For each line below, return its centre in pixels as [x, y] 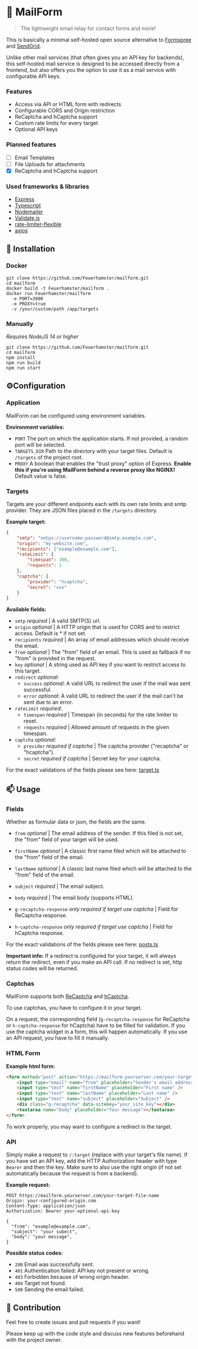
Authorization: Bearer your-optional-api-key [63, 1211]
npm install [21, 358]
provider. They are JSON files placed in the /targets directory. [82, 510]
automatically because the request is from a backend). [72, 1173]
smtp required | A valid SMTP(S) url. [58, 621]
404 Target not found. [40, 1283]
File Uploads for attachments [50, 164]
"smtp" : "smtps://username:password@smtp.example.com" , [87, 538]
